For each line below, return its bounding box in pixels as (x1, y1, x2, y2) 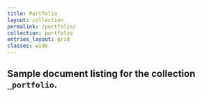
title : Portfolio (7, 10, 58, 17)
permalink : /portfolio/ (7, 23, 77, 30)
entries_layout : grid (7, 36, 70, 43)
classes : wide (7, 42, 49, 49)
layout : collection (7, 17, 64, 24)
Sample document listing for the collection (7, 68, 196, 80)
